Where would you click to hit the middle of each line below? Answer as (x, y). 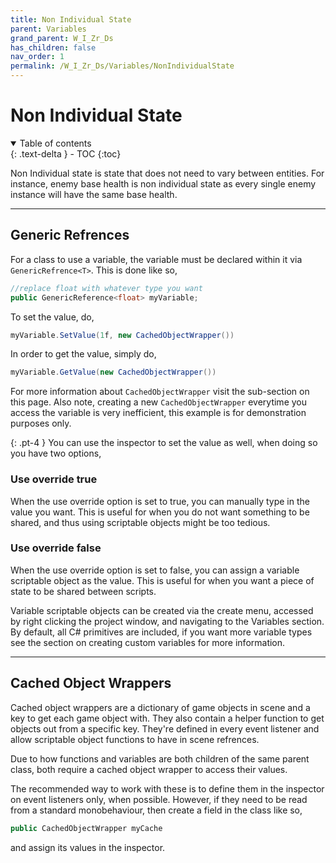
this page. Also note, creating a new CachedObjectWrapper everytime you (158, 402)
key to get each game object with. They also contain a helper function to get (167, 718)
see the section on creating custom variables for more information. (148, 642)
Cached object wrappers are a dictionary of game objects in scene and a (160, 707)
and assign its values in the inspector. (88, 847)
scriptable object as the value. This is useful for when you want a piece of (162, 580)
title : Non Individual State (71, 19)
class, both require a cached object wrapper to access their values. (149, 769)
